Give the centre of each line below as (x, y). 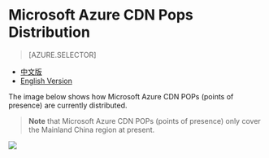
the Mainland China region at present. (91, 129)
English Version (46, 81)
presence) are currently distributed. (68, 105)
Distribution (50, 32)
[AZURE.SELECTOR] (62, 55)
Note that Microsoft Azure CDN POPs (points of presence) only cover (145, 121)
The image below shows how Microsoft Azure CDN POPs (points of (121, 96)
